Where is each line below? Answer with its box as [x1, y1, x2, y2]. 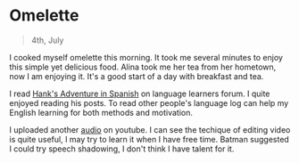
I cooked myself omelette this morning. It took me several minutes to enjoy [9, 52, 284, 62]
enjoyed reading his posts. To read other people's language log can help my [9, 97, 289, 108]
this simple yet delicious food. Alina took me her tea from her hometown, [9, 61, 277, 72]
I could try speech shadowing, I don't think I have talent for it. [9, 143, 235, 154]
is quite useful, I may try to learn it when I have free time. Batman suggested [9, 134, 290, 144]
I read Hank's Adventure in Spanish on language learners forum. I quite [9, 88, 270, 99]
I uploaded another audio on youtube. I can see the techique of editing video [9, 124, 291, 134]
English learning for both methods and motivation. [9, 107, 194, 118]
